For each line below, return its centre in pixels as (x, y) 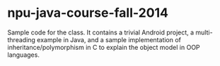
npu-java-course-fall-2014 (88, 13)
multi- (204, 32)
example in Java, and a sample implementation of (109, 39)
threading (21, 39)
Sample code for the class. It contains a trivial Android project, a (101, 32)
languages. (24, 55)
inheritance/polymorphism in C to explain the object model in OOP (104, 47)
